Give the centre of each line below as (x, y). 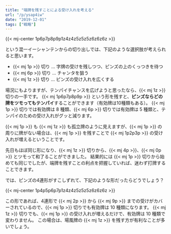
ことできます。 (21, 170)
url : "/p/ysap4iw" (25, 15)
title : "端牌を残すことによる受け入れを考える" (50, 10)
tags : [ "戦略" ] (21, 24)
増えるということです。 (43, 139)
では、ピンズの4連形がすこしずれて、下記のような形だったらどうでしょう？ (85, 180)
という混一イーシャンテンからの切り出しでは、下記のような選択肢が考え (81, 50)
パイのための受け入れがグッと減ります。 (52, 116)
